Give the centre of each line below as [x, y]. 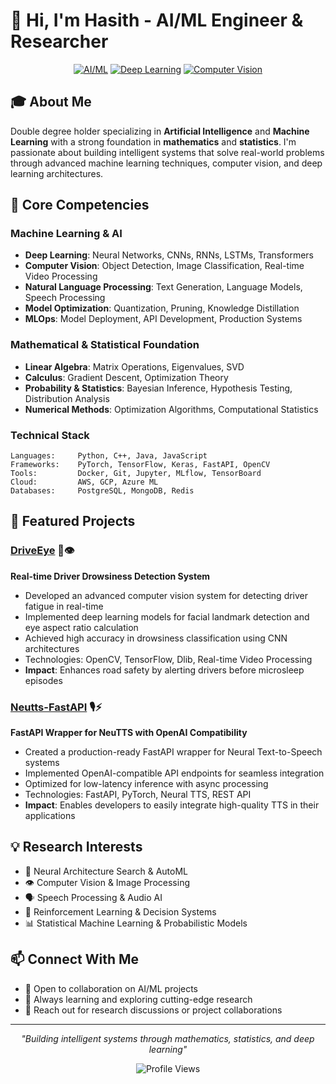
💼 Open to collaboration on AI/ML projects [111, 988]
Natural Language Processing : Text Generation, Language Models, [163, 287]
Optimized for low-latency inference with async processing [146, 784]
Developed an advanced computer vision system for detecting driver [166, 595]
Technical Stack [50, 435]
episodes [43, 680]
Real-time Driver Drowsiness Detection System [110, 576]
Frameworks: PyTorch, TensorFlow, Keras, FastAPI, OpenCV [140, 465]
